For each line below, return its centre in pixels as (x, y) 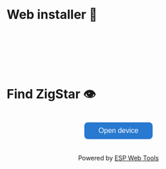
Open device (118, 130)
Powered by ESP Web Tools (118, 158)
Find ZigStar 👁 (51, 94)
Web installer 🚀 (52, 14)
